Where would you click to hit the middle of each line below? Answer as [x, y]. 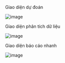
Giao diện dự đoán [24, 7]
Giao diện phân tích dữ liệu [33, 26]
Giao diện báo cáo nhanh [31, 46]
